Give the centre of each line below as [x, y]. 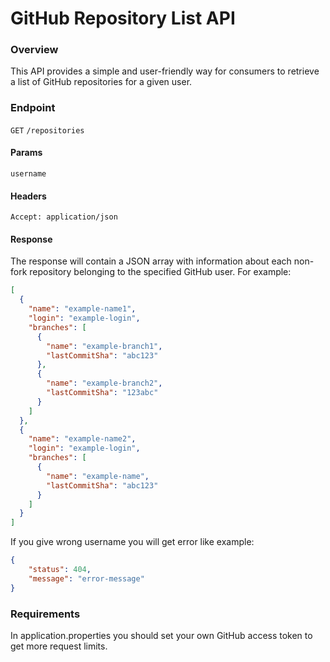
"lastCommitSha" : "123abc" [102, 393]
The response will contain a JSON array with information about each [151, 261]
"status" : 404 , [60, 570]
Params [26, 153]
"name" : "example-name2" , [82, 439]
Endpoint [33, 108]
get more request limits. [59, 646]
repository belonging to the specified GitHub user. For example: [160, 272]
